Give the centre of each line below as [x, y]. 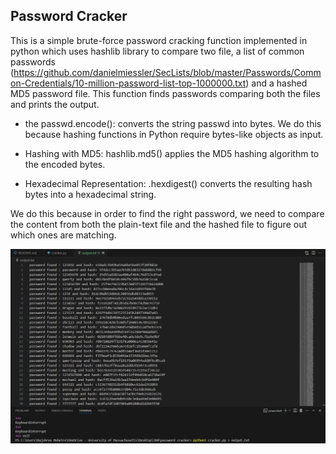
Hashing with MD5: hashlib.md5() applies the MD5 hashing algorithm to [172, 153]
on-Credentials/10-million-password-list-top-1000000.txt [128, 83]
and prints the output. [55, 104]
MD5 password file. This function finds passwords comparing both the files [165, 93]
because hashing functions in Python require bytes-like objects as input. [174, 134]
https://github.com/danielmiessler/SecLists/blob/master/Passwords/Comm [167, 72]
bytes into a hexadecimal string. [90, 194]
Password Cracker [69, 16]
